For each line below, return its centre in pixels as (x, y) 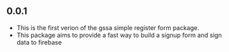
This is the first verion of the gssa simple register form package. (108, 27)
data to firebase (39, 42)
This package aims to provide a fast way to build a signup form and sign (119, 35)
